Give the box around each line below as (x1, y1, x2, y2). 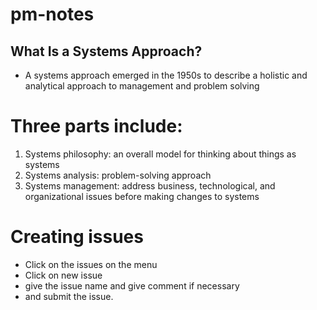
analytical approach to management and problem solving (24, 80, 260, 92)
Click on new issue (24, 269, 103, 281)
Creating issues (10, 226, 144, 248)
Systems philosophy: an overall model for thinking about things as (24, 148, 297, 160)
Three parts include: (10, 115, 183, 138)
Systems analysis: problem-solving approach (24, 169, 212, 181)
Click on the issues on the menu (24, 258, 158, 270)
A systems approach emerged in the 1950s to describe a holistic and (24, 69, 308, 81)
